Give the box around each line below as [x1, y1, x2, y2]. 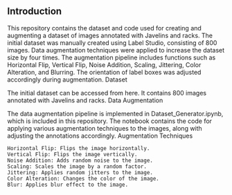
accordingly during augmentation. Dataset [7, 75, 127, 84]
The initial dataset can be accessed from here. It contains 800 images [7, 89, 206, 97]
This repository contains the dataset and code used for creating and [7, 24, 202, 32]
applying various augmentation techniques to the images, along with [7, 124, 202, 132]
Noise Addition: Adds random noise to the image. [7, 157, 154, 164]
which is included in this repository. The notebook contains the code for [7, 117, 213, 125]
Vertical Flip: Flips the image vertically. [7, 151, 138, 158]
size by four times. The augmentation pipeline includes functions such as [7, 53, 216, 62]
